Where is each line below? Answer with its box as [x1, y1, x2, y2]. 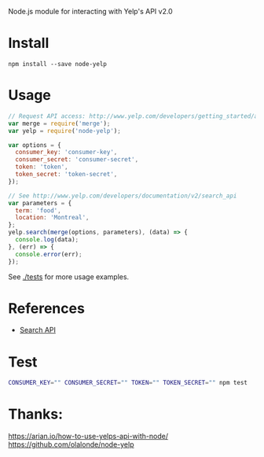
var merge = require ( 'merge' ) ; [8, 120, 111, 127]
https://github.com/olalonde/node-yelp [8, 440, 134, 449]
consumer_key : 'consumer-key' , [15, 149, 118, 157]
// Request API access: [8, 112, 86, 120]
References [8, 299, 85, 317]
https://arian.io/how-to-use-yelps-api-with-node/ [8, 432, 169, 441]
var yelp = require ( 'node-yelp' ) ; [8, 127, 122, 135]
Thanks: [8, 405, 64, 423]
